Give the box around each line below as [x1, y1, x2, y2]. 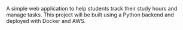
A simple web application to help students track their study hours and [6, 5, 178, 12]
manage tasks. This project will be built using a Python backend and [6, 11, 175, 18]
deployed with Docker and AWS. [6, 18, 86, 24]
